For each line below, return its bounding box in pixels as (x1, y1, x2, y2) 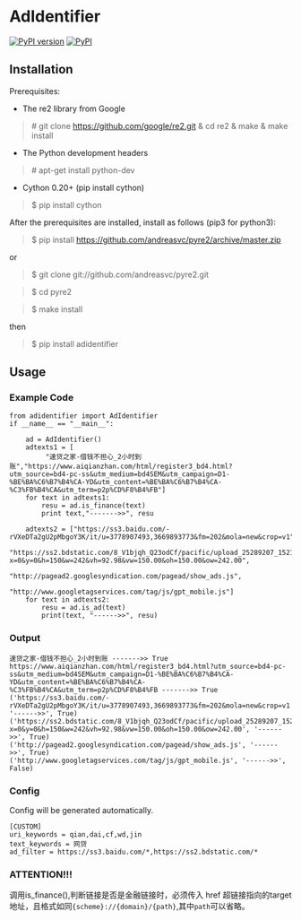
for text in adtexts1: (25, 493, 110, 503)
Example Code (9, 392, 74, 404)
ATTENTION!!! (9, 868, 73, 881)
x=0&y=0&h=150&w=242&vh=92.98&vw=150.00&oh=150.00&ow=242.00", (9, 556, 251, 566)
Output (9, 632, 41, 645)
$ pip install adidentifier (30, 338, 119, 349)
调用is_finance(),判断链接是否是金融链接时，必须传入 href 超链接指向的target (9, 890, 292, 900)
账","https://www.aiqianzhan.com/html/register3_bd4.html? (9, 462, 233, 472)
